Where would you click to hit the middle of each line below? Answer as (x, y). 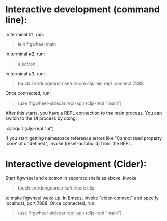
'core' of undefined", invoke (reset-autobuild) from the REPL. (69, 143)
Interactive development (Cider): (76, 164)
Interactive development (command (83, 9)
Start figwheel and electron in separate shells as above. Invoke (71, 178)
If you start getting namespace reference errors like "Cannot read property (84, 138)
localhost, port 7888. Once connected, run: (50, 203)
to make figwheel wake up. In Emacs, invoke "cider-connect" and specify (82, 198)
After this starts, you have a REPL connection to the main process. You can (84, 113)
